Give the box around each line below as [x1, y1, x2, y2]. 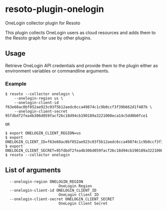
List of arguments [5, 166, 61, 175]
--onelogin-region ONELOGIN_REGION [9, 179, 83, 184]
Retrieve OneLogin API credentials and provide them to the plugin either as [5, 62, 158, 68]
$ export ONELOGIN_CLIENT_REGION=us [5, 131, 81, 136]
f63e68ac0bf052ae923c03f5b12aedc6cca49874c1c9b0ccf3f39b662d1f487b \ [5, 105, 153, 110]
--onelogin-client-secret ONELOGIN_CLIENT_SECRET [9, 197, 114, 202]
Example [5, 80, 27, 87]
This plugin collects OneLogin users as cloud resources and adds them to [5, 29, 156, 35]
